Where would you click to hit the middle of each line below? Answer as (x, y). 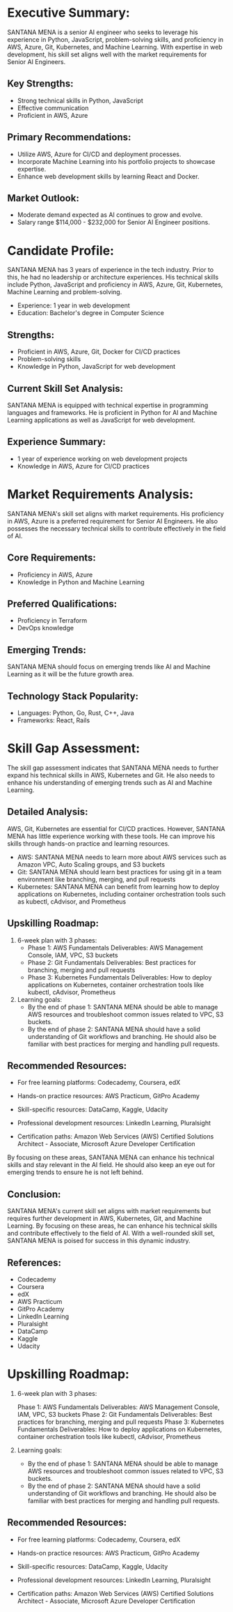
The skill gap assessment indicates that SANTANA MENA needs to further (113, 768)
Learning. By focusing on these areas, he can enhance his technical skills (112, 1226)
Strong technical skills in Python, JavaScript (80, 100)
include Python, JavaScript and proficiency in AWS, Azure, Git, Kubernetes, (115, 284)
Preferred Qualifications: (62, 603)
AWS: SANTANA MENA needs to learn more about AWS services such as (122, 857)
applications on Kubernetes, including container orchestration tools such (121, 894)
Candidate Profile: (61, 251)
